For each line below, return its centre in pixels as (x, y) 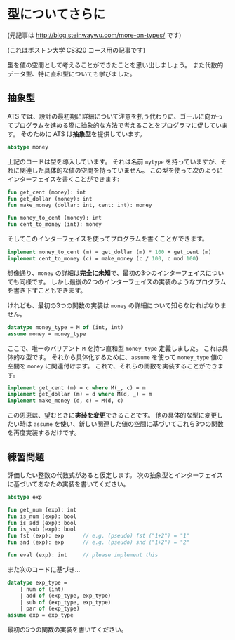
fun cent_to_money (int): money (54, 225)
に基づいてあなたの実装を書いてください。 (68, 484)
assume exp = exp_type (40, 615)
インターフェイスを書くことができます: (63, 179)
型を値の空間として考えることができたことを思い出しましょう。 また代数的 (115, 65)
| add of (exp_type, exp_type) (66, 596)
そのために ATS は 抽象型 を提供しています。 (83, 133)
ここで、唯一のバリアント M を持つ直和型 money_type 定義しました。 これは (115, 348)
